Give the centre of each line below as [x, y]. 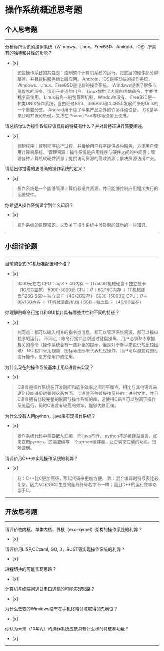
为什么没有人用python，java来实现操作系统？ [51, 416]
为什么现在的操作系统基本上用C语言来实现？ [50, 367]
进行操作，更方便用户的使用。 [47, 357]
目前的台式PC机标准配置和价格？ [38, 264]
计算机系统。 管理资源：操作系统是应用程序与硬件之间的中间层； [86, 152]
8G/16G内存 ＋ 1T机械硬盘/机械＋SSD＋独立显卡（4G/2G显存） [80, 302]
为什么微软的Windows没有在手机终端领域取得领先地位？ [61, 609]
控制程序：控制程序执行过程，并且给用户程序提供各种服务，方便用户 [85, 146]
